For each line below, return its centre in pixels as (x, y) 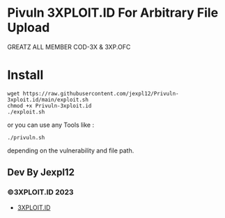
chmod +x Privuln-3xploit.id (49, 106)
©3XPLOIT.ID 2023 (41, 192)
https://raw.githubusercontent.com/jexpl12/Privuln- (101, 93)
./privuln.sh (26, 137)
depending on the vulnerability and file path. (71, 150)
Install (25, 75)
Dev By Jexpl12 (41, 172)
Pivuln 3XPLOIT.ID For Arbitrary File (113, 13)
